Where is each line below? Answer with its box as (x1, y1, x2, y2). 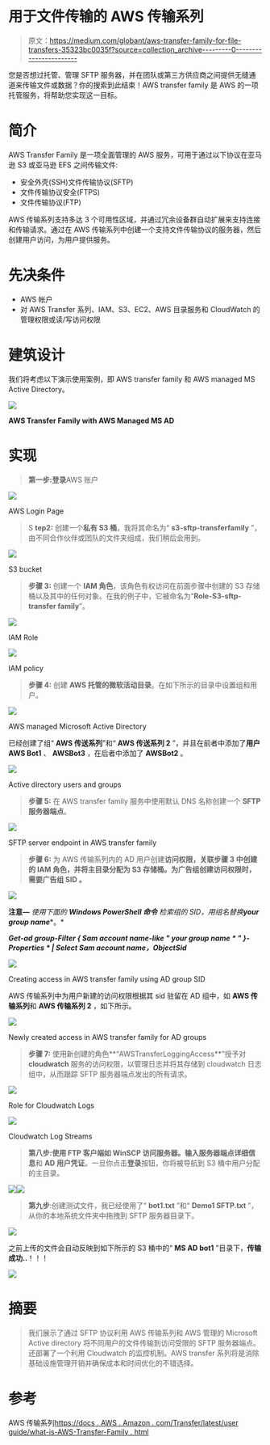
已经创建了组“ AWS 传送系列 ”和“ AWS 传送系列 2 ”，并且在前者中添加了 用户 (8, 737, 260, 748)
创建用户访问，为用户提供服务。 (8, 234, 114, 244)
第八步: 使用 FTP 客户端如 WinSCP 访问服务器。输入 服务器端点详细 (27, 1147, 249, 1157)
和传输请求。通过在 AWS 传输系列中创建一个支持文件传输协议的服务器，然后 (8, 224, 262, 234)
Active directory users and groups (8, 780, 122, 789)
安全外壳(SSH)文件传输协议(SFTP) (19, 177, 134, 187)
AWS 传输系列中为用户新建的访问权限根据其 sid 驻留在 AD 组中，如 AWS (8, 991, 250, 1000)
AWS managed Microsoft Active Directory (8, 721, 147, 731)
